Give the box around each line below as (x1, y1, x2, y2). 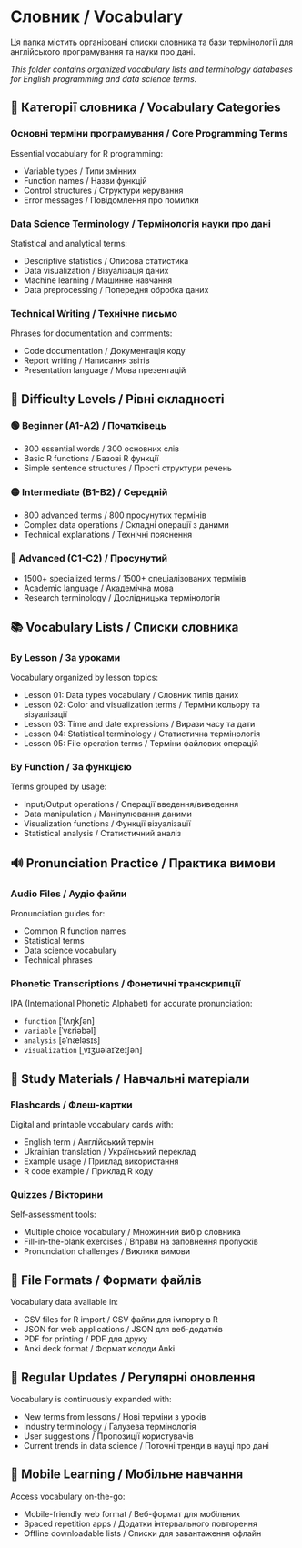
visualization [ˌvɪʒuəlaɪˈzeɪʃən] (23, 1045, 143, 1056)
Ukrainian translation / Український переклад (23, 1147, 196, 1158)
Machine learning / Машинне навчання (23, 275, 172, 286)
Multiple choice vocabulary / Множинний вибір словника (23, 1227, 242, 1238)
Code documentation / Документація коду (23, 346, 186, 357)
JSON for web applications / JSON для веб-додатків (23, 1324, 224, 1335)
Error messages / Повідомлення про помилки (23, 194, 199, 206)
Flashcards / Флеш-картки (10, 1098, 133, 1111)
